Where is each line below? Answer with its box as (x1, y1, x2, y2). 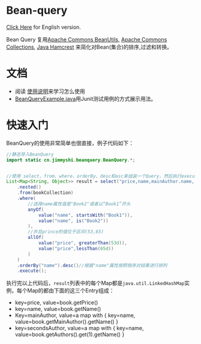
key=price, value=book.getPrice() (14, 299, 98, 306)
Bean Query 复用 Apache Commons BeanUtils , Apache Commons (6, 35, 167, 43)
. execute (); (17, 268, 47, 274)
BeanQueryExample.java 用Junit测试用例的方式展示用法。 (14, 95, 157, 102)
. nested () (17, 184, 42, 190)
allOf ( (28, 235, 44, 241)
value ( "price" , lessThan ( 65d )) (38, 246, 114, 252)
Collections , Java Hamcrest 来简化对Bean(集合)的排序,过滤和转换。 (6, 43, 173, 50)
